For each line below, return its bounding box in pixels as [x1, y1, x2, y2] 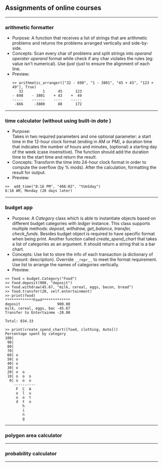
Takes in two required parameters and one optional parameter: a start [12, 133, 151, 140]
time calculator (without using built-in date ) [5, 117, 112, 124]
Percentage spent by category [5, 331, 66, 336]
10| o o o [7, 373, 32, 379]
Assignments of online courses [5, 4, 102, 12]
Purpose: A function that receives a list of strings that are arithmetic [12, 35, 148, 41]
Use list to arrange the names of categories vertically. [12, 261, 120, 267]
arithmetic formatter [5, 24, 54, 31]
